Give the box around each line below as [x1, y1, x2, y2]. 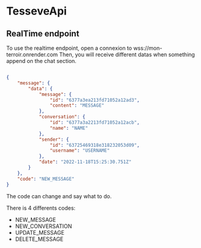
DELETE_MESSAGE [15, 235, 64, 243]
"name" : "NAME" [49, 125, 88, 131]
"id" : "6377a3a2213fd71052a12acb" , [49, 119, 140, 126]
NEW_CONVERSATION [15, 223, 72, 230]
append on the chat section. [6, 58, 77, 64]
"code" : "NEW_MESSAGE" [17, 176, 75, 182]
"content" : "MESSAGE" [49, 102, 104, 109]
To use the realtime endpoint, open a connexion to [6, 44, 132, 52]
